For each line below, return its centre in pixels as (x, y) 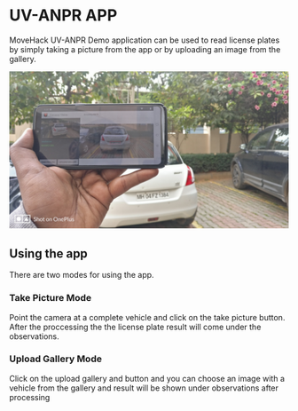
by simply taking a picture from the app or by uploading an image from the (145, 49)
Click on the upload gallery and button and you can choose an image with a (147, 378)
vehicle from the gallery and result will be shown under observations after (144, 388)
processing (30, 397)
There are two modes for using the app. (82, 275)
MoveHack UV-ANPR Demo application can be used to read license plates (145, 40)
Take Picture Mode (51, 298)
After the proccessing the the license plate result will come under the (135, 327)
